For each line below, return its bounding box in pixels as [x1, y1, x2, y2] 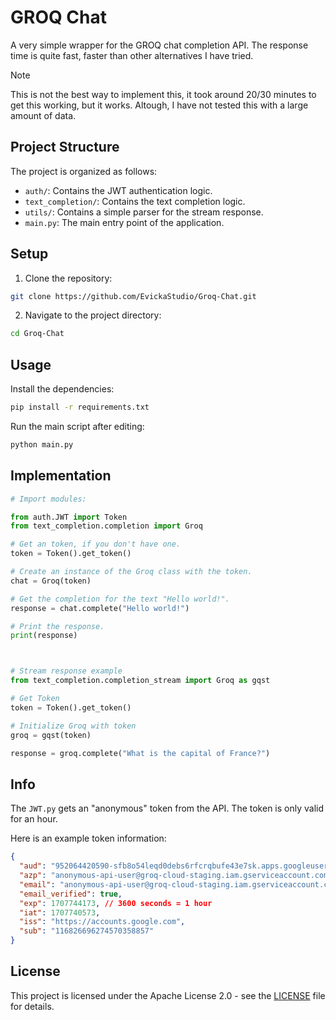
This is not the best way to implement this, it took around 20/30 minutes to [10, 88, 317, 100]
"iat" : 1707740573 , [19, 907, 101, 918]
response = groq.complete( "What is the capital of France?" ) [10, 748, 271, 758]
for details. [10, 1000, 55, 1012]
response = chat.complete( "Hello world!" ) [10, 603, 190, 613]
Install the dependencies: [10, 383, 115, 395]
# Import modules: [10, 494, 87, 504]
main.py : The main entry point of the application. [24, 216, 225, 228]
